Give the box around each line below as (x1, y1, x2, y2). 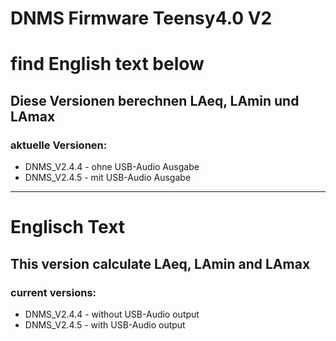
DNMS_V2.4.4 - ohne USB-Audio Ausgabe (24, 161, 200, 173)
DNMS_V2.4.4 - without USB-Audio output (24, 308, 200, 320)
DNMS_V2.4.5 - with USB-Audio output (24, 318, 186, 331)
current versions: (10, 285, 97, 299)
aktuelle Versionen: (10, 138, 108, 152)
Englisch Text (10, 216, 126, 239)
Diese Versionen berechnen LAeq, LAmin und (10, 92, 300, 109)
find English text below (10, 53, 205, 76)
